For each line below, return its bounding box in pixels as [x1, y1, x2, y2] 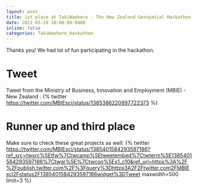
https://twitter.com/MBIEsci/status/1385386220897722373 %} [6, 100, 158, 107]
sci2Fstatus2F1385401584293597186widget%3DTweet [6, 171, 141, 177]
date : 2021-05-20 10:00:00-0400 [6, 19, 85, 25]
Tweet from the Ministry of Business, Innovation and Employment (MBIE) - [6, 87, 186, 94]
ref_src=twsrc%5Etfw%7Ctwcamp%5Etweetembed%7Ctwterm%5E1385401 [6, 152, 192, 159]
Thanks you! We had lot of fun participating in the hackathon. [6, 47, 155, 54]
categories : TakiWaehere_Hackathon [6, 31, 94, 37]
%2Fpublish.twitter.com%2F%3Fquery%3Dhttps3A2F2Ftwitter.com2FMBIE [6, 164, 190, 171]
